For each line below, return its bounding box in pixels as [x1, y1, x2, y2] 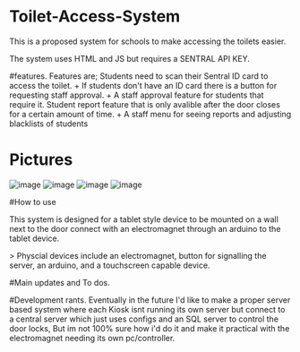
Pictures [9, 150, 73, 170]
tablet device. [9, 233, 60, 244]
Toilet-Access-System [9, 6, 181, 27]
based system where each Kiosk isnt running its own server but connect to [9, 304, 286, 314]
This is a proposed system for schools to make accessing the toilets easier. [9, 36, 287, 47]
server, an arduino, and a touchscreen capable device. [9, 260, 210, 270]
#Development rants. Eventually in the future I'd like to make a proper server [9, 294, 291, 305]
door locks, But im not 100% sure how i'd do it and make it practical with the [9, 322, 290, 333]
